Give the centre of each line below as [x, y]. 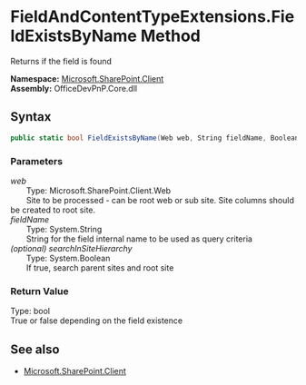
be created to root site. [53, 210]
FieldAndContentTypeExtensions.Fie [153, 17]
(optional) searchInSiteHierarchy [71, 248]
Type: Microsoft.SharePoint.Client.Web [99, 190]
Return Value [39, 291]
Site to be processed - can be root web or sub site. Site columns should [160, 200]
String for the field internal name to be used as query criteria [140, 239]
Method [170, 36]
